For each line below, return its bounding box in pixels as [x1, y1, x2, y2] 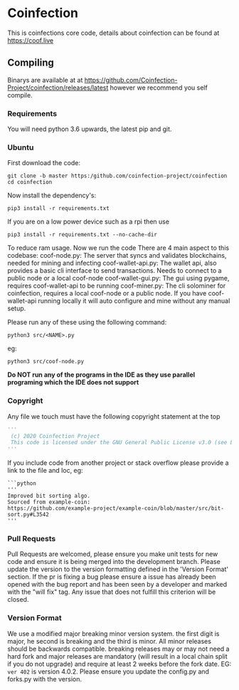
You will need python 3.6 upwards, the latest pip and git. [7, 125, 172, 133]
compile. [7, 90, 33, 99]
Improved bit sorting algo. [7, 493, 91, 500]
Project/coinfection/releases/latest [7, 83, 109, 92]
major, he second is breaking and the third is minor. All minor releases [7, 637, 212, 645]
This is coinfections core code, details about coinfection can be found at [7, 28, 220, 37]
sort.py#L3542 [7, 511, 50, 518]
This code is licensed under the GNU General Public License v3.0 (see [10, 439, 228, 446]
